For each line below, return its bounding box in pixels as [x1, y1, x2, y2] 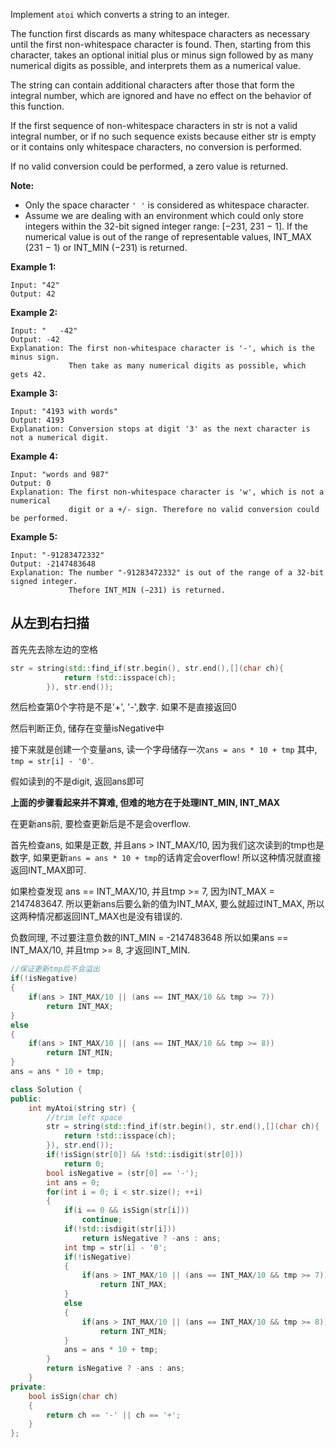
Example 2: [10, 307, 58, 318]
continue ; [81, 1215, 123, 1225]
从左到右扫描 [10, 615, 90, 632]
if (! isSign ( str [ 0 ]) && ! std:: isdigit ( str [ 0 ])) [46, 1150, 244, 1160]
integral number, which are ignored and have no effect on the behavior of [10, 90, 312, 101]
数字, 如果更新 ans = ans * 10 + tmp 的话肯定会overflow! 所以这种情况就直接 [10, 852, 322, 864]
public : [10, 1094, 43, 1104]
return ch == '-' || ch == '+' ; [46, 1410, 182, 1420]
